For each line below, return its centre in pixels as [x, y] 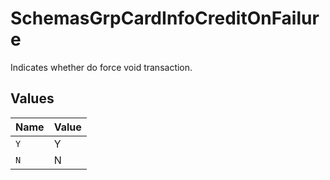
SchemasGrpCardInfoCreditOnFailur [165, 18]
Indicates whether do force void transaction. [101, 67]
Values [32, 98]
